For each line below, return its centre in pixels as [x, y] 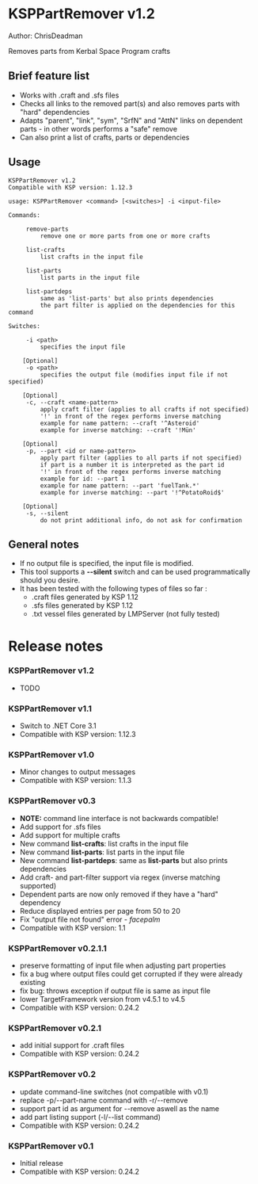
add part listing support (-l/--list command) [90, 1117]
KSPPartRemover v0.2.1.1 [57, 948]
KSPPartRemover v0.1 [51, 1146]
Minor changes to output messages [78, 772]
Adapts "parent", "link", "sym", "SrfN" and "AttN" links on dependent [131, 120]
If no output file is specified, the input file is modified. [106, 563]
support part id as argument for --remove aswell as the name [120, 1108]
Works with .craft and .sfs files [69, 95]
